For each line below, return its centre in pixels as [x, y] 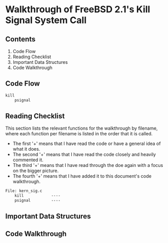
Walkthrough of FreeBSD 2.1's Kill [78, 9]
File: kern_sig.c [24, 191]
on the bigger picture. [36, 171]
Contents [20, 39]
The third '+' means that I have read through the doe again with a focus [88, 165]
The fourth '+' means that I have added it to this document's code [82, 176]
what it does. [26, 149]
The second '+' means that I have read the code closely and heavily [84, 155]
